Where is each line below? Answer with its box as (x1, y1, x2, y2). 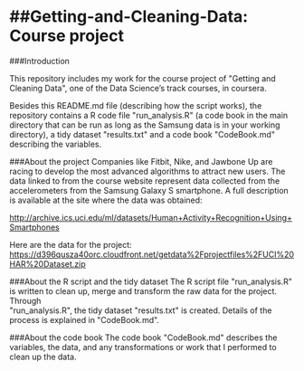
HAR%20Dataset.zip (9, 258, 86, 269)
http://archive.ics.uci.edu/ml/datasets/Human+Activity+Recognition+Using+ (9, 212, 292, 223)
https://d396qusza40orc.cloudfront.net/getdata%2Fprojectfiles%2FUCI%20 (9, 249, 295, 260)
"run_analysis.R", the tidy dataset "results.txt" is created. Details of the (9, 305, 272, 316)
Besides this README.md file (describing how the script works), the (9, 100, 262, 110)
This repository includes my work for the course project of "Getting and (9, 72, 276, 83)
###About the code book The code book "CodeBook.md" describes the (9, 332, 278, 343)
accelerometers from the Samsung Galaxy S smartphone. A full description (9, 185, 290, 195)
